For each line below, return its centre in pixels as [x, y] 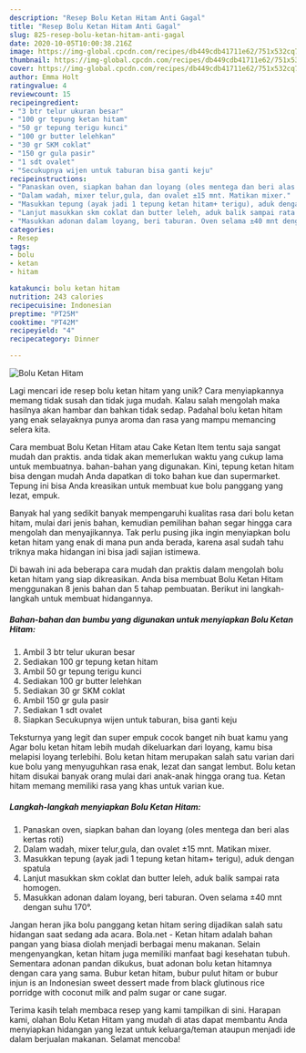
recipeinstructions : [49, 179]
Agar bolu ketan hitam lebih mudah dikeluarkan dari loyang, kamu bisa [141, 747]
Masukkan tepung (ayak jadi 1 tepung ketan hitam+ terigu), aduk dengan [158, 858]
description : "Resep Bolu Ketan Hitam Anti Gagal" [107, 18]
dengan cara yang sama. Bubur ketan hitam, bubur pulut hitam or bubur [144, 973]
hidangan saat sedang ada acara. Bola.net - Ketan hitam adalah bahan [141, 934]
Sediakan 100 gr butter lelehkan [82, 680]
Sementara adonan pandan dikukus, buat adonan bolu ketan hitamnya [141, 963]
